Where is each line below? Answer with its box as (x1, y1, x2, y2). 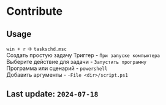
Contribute (6, 4, 63, 18)
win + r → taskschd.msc (6, 45, 67, 52)
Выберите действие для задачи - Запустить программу (6, 58, 147, 65)
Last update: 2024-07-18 (6, 89, 99, 99)
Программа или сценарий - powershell (6, 64, 108, 72)
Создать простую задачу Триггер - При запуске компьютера (6, 52, 160, 59)
